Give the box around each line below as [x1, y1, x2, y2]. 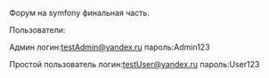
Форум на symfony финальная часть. [9, 8, 150, 18]
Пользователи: [9, 25, 66, 35]
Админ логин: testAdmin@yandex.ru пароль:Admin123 [9, 42, 211, 52]
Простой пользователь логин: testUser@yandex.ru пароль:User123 [9, 59, 260, 69]
